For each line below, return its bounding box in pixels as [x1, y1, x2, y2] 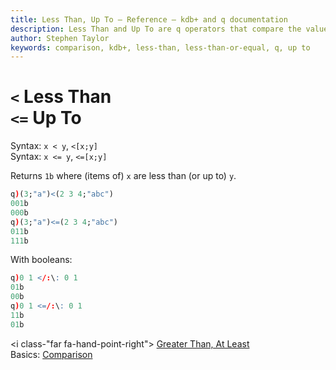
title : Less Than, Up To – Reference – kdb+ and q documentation [10, 14, 288, 25]
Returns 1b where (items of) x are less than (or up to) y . [10, 170, 237, 182]
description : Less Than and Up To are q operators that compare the [10, 24, 302, 34]
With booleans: [10, 254, 73, 266]
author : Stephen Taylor [10, 33, 110, 43]
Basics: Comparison [10, 348, 93, 360]
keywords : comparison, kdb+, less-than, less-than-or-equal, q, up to [10, 42, 311, 53]
